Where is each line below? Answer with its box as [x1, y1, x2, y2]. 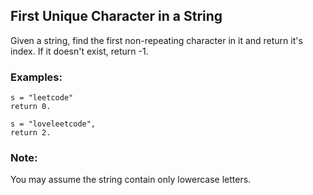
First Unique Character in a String [10, 8, 223, 25]
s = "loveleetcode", [10, 119, 97, 129]
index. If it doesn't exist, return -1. [10, 45, 149, 57]
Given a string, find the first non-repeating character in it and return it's [10, 34, 303, 46]
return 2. [10, 128, 52, 138]
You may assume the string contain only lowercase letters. [10, 174, 252, 186]
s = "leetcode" [10, 93, 74, 103]
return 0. [10, 102, 52, 112]
